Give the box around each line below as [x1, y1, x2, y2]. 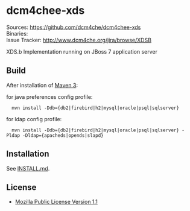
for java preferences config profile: [6, 93, 93, 100]
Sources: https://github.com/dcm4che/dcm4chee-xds [6, 24, 141, 31]
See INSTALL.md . [6, 165, 50, 172]
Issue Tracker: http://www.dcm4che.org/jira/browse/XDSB [6, 36, 152, 43]
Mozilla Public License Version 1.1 [14, 198, 98, 206]
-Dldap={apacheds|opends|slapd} [22, 132, 104, 139]
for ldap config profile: [6, 115, 62, 122]
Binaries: [6, 30, 28, 37]
